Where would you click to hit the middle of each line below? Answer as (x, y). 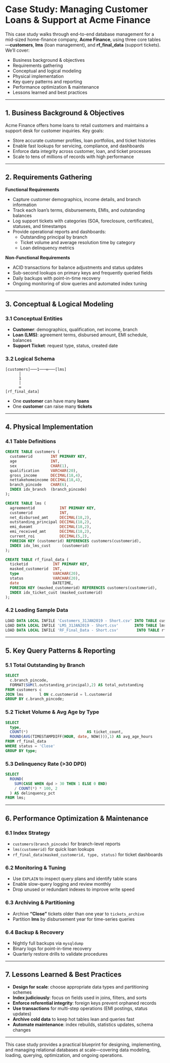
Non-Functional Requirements (38, 257)
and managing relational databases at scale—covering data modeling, (78, 1050)
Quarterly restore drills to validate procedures (60, 954)
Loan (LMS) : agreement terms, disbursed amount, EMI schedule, (80, 335)
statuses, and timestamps (39, 226)
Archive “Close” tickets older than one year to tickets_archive (78, 914)
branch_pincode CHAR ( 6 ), (39, 485)
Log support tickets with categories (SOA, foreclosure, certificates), (83, 221)
